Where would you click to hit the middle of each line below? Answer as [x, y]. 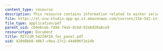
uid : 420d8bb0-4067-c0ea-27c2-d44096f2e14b [50, 41]
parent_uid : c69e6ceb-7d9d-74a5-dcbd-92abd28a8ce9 [57, 28]
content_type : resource [29, 9]
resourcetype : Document [29, 32]
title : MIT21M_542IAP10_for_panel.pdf [44, 37]
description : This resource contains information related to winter [76, 14]
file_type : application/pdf [33, 23]
